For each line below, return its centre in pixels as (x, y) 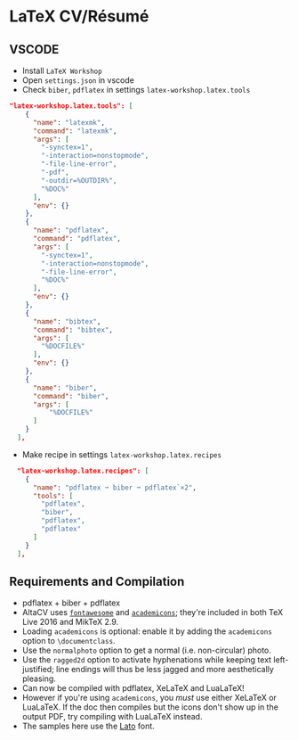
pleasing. (39, 678)
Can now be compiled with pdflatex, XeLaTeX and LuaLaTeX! (133, 688)
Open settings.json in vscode (78, 80)
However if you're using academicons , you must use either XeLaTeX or (149, 698)
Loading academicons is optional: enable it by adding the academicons (147, 631)
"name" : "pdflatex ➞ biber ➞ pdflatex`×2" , (115, 488)
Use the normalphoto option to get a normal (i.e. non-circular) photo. (146, 650)
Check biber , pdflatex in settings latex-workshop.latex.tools (136, 90)
